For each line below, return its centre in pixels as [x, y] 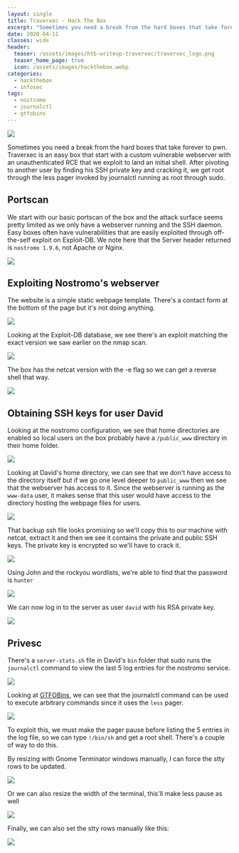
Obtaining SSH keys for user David [85, 413]
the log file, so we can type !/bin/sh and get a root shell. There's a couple [116, 737]
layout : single [30, 14]
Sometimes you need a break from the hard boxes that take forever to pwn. [117, 147]
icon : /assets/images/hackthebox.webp [71, 67]
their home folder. [33, 446]
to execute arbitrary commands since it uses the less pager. [95, 703]
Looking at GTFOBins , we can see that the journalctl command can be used [118, 695]
